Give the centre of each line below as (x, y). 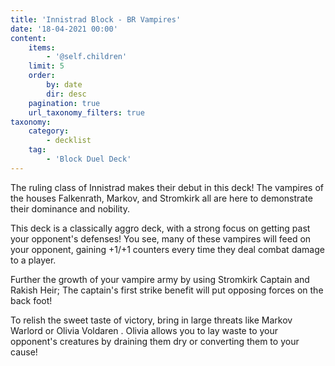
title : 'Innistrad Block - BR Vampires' (96, 19)
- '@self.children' (87, 57)
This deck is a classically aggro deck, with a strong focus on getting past (160, 228)
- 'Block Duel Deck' (89, 159)
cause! (24, 352)
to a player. (33, 260)
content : (28, 38)
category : (49, 131)
